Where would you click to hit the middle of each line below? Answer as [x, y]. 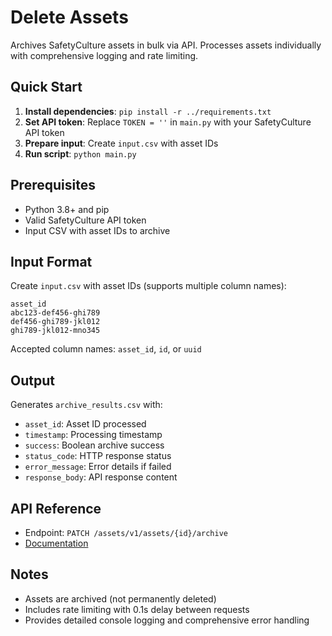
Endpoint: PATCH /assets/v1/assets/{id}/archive [126, 532]
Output [32, 380]
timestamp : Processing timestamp [93, 435]
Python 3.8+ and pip [67, 209]
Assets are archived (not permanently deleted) [120, 598]
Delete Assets [69, 17]
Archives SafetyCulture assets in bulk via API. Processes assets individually [166, 45]
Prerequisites [53, 185]
